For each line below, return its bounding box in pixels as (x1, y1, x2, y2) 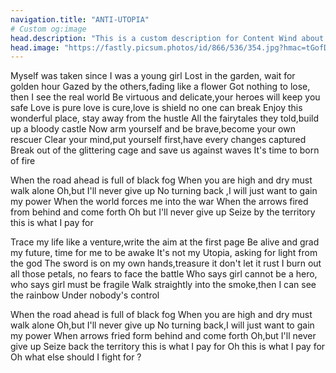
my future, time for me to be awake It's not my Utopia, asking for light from (10, 247, 318, 259)
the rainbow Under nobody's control (10, 289, 160, 301)
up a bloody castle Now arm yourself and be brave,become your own (10, 123, 296, 135)
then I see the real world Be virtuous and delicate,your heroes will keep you (10, 91, 321, 103)
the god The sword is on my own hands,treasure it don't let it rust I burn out (10, 257, 322, 270)
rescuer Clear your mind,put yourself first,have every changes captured (10, 134, 307, 146)
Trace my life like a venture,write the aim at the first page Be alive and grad (10, 236, 320, 248)
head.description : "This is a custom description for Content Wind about (10, 33, 325, 43)
